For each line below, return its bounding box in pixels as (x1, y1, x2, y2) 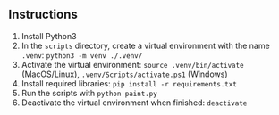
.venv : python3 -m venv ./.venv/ (21, 49, 143, 61)
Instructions (8, 7, 78, 22)
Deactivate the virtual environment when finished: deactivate (21, 97, 248, 108)
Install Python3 (21, 30, 77, 41)
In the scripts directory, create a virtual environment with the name (21, 40, 270, 51)
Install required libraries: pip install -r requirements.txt (21, 78, 238, 88)
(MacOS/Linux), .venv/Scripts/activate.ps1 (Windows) (21, 69, 229, 79)
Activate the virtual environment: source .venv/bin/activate (21, 59, 244, 70)
